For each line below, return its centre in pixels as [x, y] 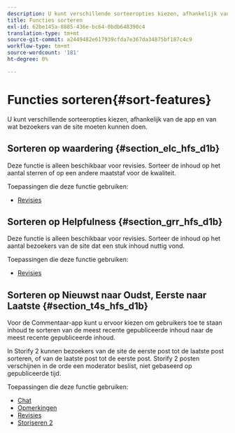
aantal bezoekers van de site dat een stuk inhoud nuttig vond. [96, 246]
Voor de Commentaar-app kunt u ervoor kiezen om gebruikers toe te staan [115, 323]
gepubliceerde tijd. [34, 374]
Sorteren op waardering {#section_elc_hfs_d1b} [114, 148]
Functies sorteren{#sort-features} [109, 100]
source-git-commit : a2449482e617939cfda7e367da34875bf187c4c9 [100, 40]
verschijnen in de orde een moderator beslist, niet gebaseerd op [100, 366]
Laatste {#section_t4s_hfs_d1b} [78, 306]
